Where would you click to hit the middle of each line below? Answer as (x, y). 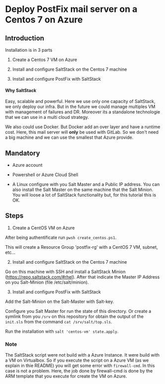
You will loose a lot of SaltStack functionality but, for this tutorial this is (84, 195)
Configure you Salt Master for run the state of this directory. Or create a (78, 311)
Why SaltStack (21, 90)
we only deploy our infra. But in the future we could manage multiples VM (80, 107)
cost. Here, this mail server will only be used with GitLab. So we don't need (82, 132)
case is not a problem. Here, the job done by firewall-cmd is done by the (79, 371)
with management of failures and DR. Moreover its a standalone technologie (83, 112)
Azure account (27, 165)
